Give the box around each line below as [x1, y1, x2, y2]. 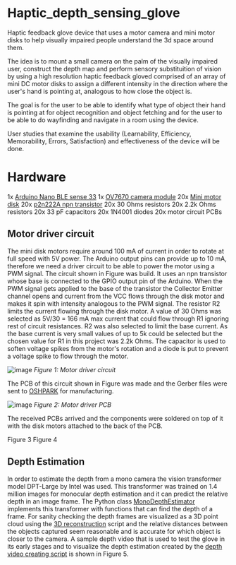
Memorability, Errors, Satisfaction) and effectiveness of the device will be [7, 136, 220, 145]
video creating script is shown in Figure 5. [7, 549, 129, 558]
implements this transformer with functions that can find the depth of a [7, 504, 213, 513]
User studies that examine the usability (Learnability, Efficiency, [7, 129, 192, 138]
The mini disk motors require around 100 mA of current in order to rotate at [7, 246, 224, 255]
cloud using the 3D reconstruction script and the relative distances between [7, 519, 228, 528]
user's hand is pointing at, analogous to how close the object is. [7, 87, 192, 95]
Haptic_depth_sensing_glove [7, 5, 180, 21]
